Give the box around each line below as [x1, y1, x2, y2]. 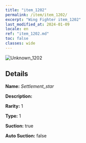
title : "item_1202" [5, 7, 47, 13]
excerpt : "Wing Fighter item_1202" [5, 17, 81, 22]
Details [5, 69, 28, 78]
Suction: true [5, 123, 34, 129]
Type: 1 [5, 113, 21, 119]
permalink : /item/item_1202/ [5, 12, 68, 17]
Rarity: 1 [5, 103, 23, 109]
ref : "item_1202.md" [5, 31, 50, 36]
